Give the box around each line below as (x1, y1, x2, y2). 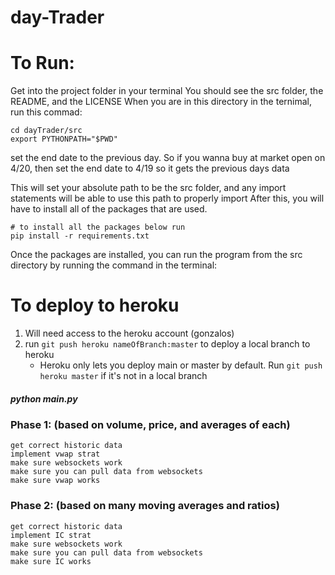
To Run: (10, 52, 75, 75)
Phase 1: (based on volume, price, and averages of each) (10, 418, 291, 432)
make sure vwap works (10, 476, 101, 486)
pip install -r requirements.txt (10, 231, 150, 241)
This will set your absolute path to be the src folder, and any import (10, 182, 287, 194)
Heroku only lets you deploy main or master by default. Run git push (39, 359, 323, 371)
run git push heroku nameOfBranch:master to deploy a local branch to (24, 338, 311, 350)
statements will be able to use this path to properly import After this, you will (10, 192, 325, 205)
